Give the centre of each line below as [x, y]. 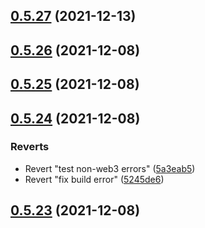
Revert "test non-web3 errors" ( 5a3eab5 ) [110, 168]
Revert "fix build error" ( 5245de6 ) [94, 179]
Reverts [30, 147]
